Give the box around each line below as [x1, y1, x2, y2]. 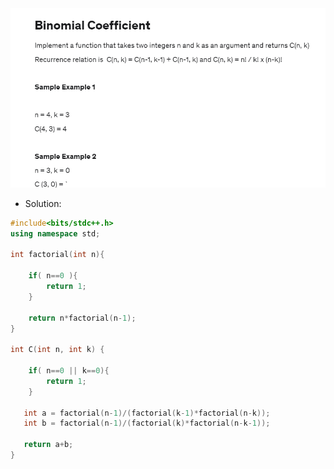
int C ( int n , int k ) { [10, 345, 105, 355]
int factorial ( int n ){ [10, 250, 105, 260]
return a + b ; [23, 440, 74, 450]
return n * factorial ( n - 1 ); [28, 313, 137, 323]
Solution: [24, 197, 62, 209]
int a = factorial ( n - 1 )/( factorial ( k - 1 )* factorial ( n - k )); [23, 408, 271, 418]
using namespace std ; [10, 228, 101, 239]
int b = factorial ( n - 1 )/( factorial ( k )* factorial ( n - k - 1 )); [23, 418, 271, 429]
